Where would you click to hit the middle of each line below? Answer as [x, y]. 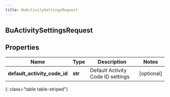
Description [112, 62]
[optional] [151, 73]
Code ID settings [110, 76]
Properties [22, 48]
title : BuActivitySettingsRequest [42, 10]
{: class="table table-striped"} [37, 89]
